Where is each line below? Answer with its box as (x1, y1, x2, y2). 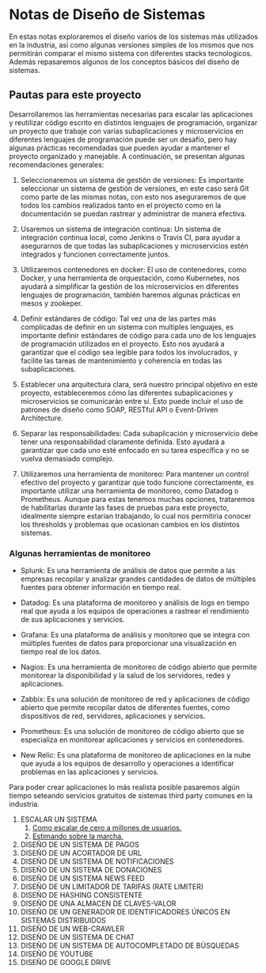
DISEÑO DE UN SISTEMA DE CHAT (20, 933, 135, 942)
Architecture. (20, 413, 63, 423)
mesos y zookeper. (20, 298, 83, 308)
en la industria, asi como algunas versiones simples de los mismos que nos (9, 40, 254, 49)
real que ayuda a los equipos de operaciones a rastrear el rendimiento (20, 606, 249, 616)
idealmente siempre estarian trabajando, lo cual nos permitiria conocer (20, 511, 252, 520)
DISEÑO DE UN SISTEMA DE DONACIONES (20, 865, 162, 875)
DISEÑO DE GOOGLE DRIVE (20, 958, 112, 967)
